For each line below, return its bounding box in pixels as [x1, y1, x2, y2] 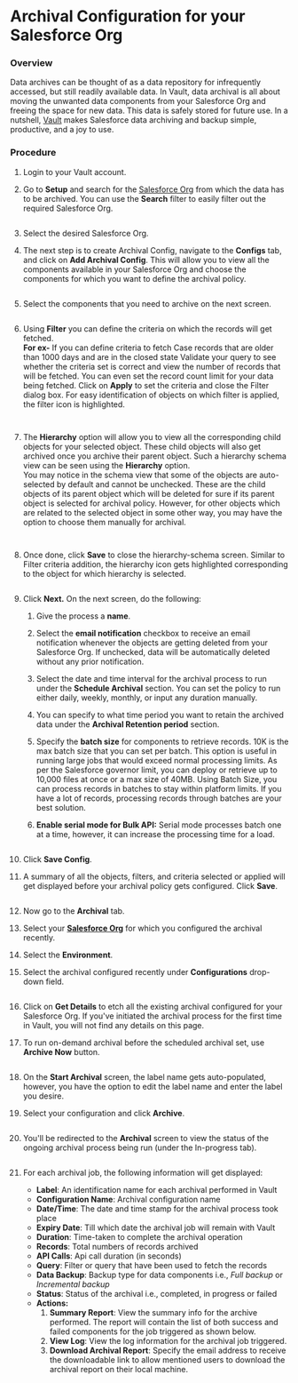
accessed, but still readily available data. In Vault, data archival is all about [10, 86, 280, 97]
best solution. [35, 802, 87, 812]
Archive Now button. [22, 1046, 100, 1057]
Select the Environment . [22, 949, 114, 960]
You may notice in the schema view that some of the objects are [22, 469, 258, 480]
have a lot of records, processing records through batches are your [35, 793, 282, 803]
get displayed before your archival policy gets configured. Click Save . [22, 880, 278, 891]
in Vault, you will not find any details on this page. [22, 1019, 205, 1030]
